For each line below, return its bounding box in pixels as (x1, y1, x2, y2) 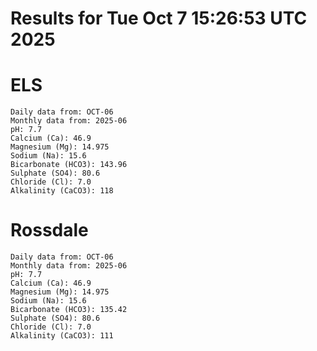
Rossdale (10, 219, 89, 242)
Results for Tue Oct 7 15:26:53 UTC (10, 7, 308, 30)
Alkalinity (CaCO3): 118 (10, 186, 114, 196)
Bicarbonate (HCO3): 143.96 (10, 160, 128, 170)
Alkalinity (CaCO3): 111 (10, 331, 114, 341)
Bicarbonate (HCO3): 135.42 (10, 305, 128, 315)
